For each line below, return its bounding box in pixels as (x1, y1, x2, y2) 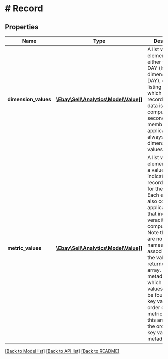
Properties (5, 23, 39, 31)
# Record (5, 3, 43, 14)
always (147, 133, 164, 140)
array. (147, 267, 161, 273)
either (147, 58, 161, 65)
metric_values (7, 245, 42, 251)
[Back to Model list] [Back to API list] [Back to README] (5, 348, 120, 354)
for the (147, 185, 163, 192)
